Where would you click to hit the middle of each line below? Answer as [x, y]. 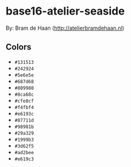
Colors [18, 47]
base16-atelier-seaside [65, 11]
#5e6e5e [24, 75]
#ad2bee [24, 152]
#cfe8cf [24, 101]
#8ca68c [24, 94]
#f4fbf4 [24, 107]
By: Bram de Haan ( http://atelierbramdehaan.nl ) [65, 28]
